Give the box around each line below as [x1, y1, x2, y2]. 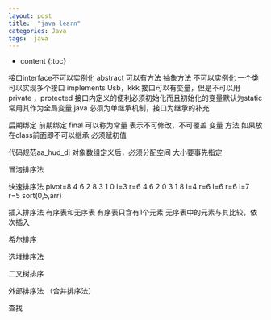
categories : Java [8, 27, 67, 35]
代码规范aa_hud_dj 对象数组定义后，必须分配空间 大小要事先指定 [8, 148, 223, 157]
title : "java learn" [8, 19, 81, 27]
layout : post [8, 11, 52, 20]
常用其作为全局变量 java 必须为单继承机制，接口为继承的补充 [8, 103, 210, 113]
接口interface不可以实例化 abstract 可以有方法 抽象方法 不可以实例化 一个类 [8, 73, 260, 83]
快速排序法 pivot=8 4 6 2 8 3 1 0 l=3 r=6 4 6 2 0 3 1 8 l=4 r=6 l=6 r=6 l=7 [8, 182, 250, 192]
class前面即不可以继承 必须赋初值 [15, 131, 127, 140]
